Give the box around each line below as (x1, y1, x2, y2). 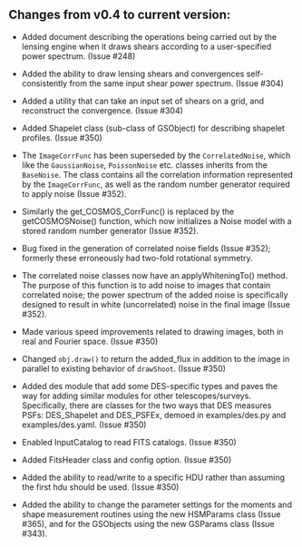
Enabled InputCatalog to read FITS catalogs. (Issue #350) (21, 436, 237, 447)
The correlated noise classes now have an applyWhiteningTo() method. (21, 269, 288, 280)
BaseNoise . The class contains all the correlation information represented (21, 169, 294, 180)
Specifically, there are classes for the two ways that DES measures (21, 399, 272, 411)
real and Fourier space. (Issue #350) (21, 336, 159, 347)
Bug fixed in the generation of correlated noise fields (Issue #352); (21, 242, 271, 253)
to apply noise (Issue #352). (21, 188, 127, 199)
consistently (21, 77, 68, 89)
